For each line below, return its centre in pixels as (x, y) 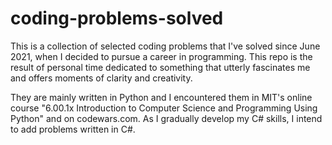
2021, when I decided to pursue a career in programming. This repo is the (161, 56)
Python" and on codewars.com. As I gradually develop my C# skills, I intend (166, 118)
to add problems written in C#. (73, 129)
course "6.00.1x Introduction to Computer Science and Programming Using (164, 108)
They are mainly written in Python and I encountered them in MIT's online (161, 97)
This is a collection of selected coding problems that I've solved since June (165, 46)
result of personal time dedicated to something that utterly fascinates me (160, 67)
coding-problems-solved (117, 18)
